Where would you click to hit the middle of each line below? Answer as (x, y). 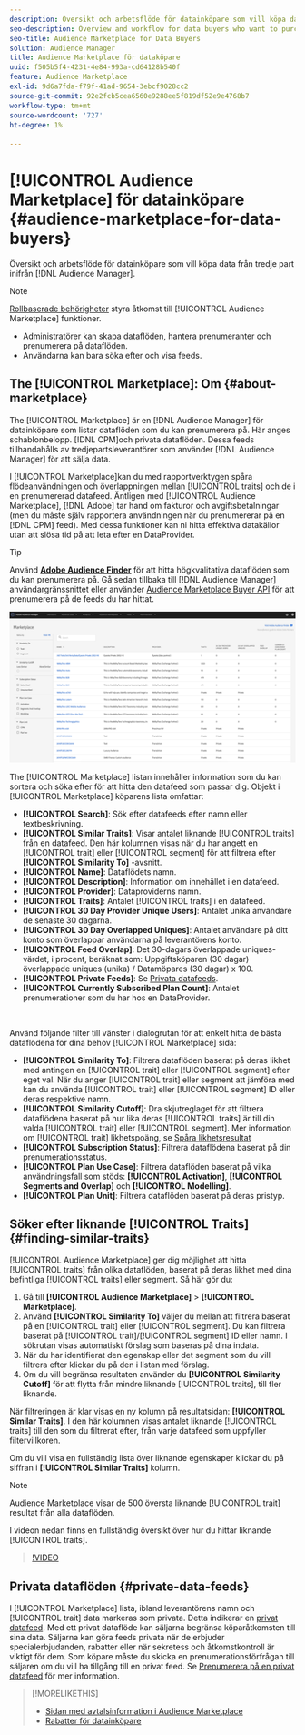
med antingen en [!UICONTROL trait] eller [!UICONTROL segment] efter (156, 1070)
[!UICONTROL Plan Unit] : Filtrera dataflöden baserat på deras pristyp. (154, 1195)
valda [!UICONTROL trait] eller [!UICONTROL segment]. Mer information (157, 1128)
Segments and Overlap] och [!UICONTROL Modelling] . (127, 1186)
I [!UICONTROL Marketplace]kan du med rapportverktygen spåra (131, 476)
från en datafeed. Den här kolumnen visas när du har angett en (140, 843)
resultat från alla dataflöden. (62, 1513)
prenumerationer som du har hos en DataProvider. (116, 998)
